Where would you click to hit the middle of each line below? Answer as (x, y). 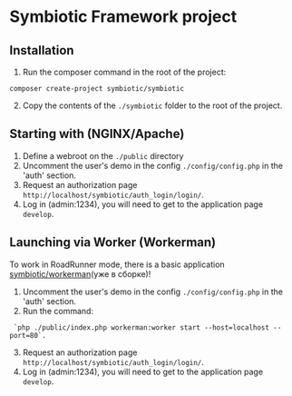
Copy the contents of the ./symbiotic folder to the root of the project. (152, 105)
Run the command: (58, 311)
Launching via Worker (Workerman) (113, 243)
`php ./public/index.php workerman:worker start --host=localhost (141, 327)
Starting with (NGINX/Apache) (97, 134)
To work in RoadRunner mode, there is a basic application (117, 264)
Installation (42, 50)
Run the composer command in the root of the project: (124, 72)
